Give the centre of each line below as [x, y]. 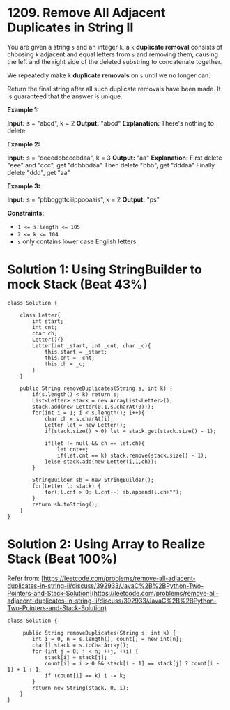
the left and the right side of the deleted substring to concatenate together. [115, 61]
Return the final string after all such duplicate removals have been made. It [114, 89]
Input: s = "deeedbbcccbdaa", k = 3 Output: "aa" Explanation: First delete [115, 158]
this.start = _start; [76, 352]
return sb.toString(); [65, 504]
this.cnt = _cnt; [70, 358]
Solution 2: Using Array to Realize [106, 544]
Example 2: [24, 144]
